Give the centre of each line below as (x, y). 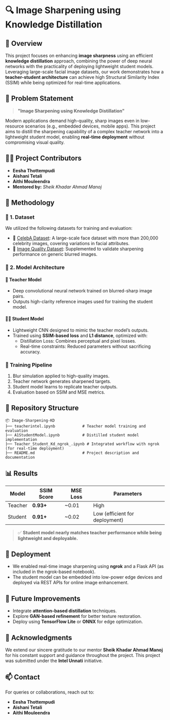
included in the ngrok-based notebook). (54, 572)
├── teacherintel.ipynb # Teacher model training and (75, 426)
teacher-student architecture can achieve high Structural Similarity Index (82, 77)
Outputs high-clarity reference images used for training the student (83, 302)
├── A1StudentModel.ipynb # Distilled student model (72, 435)
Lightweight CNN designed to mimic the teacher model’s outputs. (81, 330)
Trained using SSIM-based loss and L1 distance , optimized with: (80, 335)
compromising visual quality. (35, 142)
